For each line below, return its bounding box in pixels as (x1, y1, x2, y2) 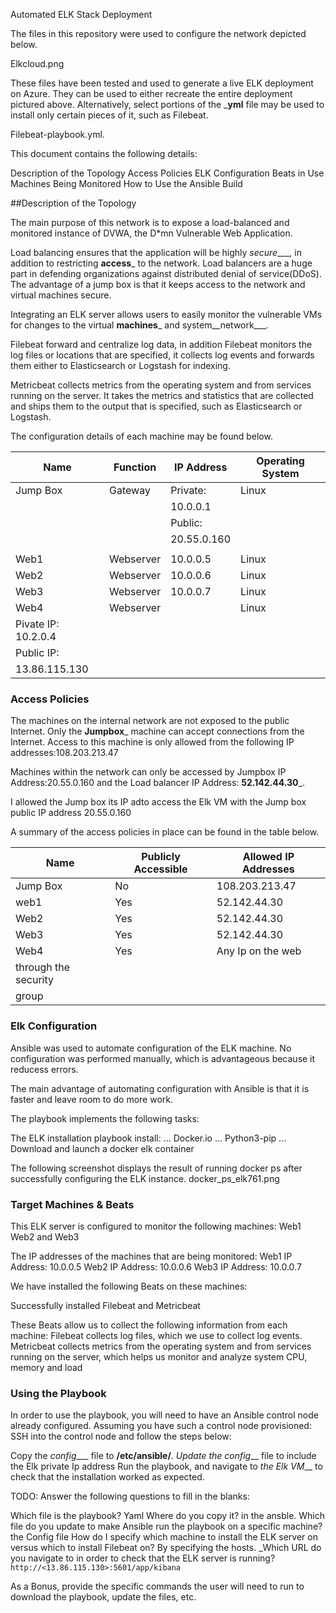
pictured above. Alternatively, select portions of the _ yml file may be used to (10, 99, 325, 110)
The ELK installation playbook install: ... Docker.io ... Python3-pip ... (10, 1132, 287, 1144)
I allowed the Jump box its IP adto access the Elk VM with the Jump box (10, 796, 307, 808)
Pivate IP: (15, 617, 60, 631)
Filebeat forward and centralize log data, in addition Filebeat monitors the (10, 339, 313, 350)
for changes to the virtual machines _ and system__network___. (10, 319, 269, 331)
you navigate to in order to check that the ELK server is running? (10, 1552, 276, 1564)
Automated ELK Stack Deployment (10, 9, 153, 20)
